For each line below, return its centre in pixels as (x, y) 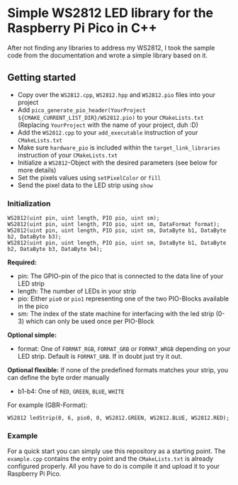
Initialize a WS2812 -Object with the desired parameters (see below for (118, 162)
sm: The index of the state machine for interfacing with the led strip (116, 314)
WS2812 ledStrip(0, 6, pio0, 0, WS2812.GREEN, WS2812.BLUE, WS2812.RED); (119, 418)
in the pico (33, 306)
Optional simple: (32, 335)
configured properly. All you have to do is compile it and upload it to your (114, 467)
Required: (22, 262)
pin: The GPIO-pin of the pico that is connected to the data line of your (120, 276)
